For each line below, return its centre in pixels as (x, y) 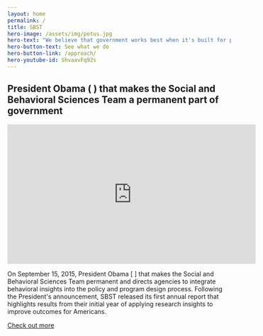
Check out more (31, 325)
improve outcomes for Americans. (57, 311)
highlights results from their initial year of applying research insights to (110, 304)
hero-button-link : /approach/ (52, 54)
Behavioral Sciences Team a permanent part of (113, 100)
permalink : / (27, 21)
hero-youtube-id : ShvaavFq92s (52, 60)
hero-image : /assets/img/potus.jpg (60, 34)
